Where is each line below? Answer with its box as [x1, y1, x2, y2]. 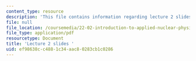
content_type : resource [6, 8, 64, 15]
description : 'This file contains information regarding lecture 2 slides [6, 14, 192, 20]
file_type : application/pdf [6, 30, 75, 36]
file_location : [6, 24, 43, 31]
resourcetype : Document [6, 35, 64, 41]
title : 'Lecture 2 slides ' [6, 41, 75, 47]
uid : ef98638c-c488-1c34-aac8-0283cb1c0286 [6, 46, 114, 52]
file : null [6, 19, 33, 25]
